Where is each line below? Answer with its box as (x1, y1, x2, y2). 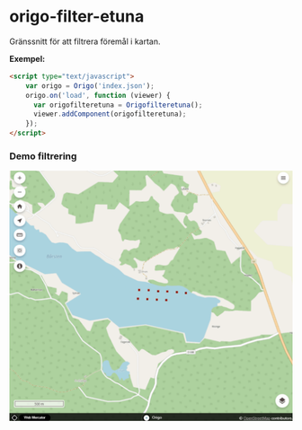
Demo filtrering (9, 150, 77, 162)
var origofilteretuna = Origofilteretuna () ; (32, 101, 203, 110)
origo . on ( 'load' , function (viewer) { (25, 91, 171, 100)
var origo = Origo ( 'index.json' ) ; (25, 81, 155, 91)
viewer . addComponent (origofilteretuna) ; (32, 110, 187, 118)
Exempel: (9, 53, 46, 64)
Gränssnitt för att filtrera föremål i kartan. (9, 36, 161, 47)
